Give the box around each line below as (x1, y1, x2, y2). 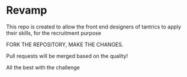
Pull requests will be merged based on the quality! (6, 52, 128, 59)
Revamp (6, 4, 47, 17)
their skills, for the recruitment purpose (6, 29, 102, 36)
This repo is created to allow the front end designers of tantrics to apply (6, 23, 182, 30)
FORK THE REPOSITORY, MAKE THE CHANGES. (6, 41, 124, 48)
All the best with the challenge (6, 63, 80, 71)
